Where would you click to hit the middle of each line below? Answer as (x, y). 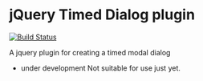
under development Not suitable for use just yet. (101, 68)
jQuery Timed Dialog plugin (102, 15)
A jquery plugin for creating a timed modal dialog (90, 52)
